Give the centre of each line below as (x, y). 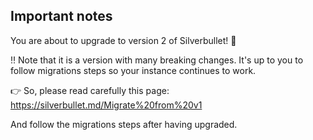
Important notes (61, 16)
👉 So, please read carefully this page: (90, 90)
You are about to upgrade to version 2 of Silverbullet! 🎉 (123, 40)
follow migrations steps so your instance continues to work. (133, 70)
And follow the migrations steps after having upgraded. (124, 124)
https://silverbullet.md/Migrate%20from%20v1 (106, 105)
